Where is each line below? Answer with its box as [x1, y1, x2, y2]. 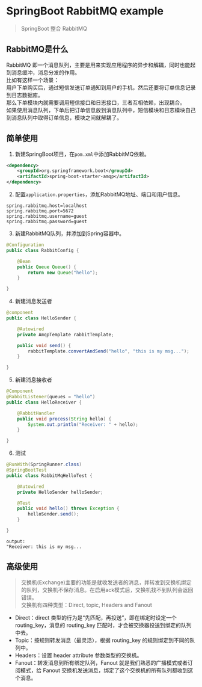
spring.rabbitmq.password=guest [6, 218, 87, 225]
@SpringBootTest [6, 467, 47, 473]
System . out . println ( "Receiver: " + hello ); [28, 421, 138, 428]
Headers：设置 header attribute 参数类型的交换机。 [14, 652, 142, 659]
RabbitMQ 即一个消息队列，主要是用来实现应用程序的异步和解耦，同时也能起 [6, 61, 196, 69]
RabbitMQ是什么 [6, 44, 69, 55]
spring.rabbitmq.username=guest [6, 214, 87, 220]
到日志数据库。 [6, 91, 43, 99]
